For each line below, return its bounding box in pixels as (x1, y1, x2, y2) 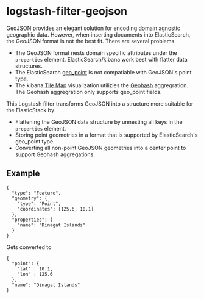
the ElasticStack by (6, 106, 55, 113)
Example (6, 168, 40, 179)
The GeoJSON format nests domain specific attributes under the (15, 49, 178, 56)
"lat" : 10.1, (17, 265, 53, 272)
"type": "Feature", (12, 190, 62, 196)
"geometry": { (12, 195, 47, 201)
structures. (15, 62, 43, 70)
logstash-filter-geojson (6, 4, 128, 18)
